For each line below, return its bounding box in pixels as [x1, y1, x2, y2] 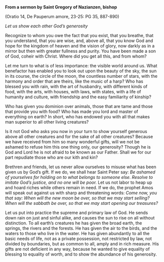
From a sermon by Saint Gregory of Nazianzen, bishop [5, 4, 117, 10]
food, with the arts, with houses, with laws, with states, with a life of [5, 89, 142, 94]
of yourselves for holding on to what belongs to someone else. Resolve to [5, 175, 153, 180]
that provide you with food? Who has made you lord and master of [5, 109, 138, 114]
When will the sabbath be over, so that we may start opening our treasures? [5, 200, 158, 206]
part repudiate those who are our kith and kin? [5, 154, 98, 160]
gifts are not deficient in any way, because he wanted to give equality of [5, 246, 150, 252]
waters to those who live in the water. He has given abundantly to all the [5, 231, 150, 236]
